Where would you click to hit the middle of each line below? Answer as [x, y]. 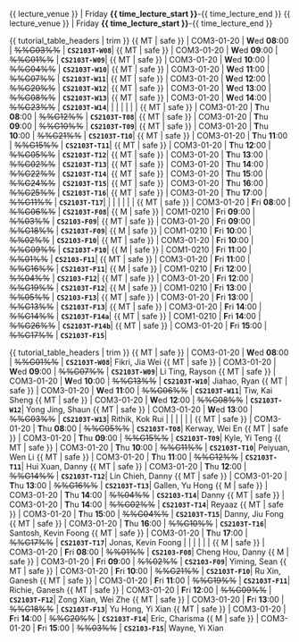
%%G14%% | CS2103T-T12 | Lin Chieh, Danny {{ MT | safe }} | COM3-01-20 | [148, 476]
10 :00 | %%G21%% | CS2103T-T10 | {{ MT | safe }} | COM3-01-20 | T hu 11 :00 [149, 135]
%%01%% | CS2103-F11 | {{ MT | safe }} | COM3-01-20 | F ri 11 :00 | [130, 259]
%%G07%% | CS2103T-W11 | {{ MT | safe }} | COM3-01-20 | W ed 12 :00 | [140, 79]
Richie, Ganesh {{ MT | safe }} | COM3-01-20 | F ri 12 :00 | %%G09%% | [141, 590]
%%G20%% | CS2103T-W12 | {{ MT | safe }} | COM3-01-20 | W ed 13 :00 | [140, 88]
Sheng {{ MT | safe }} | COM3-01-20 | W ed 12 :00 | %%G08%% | [129, 400]
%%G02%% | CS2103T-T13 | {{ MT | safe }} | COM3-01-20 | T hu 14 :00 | [139, 164]
